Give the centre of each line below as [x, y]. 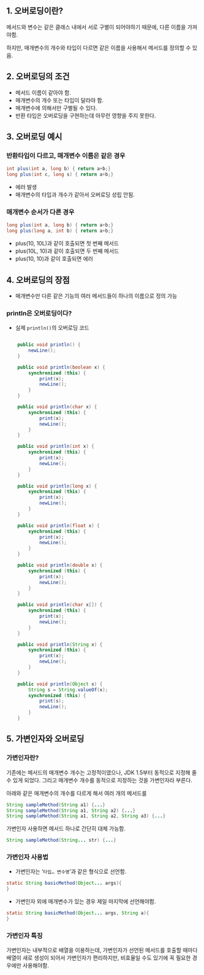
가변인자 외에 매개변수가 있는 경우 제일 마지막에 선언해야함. [85, 901]
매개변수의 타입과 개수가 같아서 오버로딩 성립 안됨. [75, 195]
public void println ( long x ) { [57, 486]
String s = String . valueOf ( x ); [68, 690]
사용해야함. [36, 966]
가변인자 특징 [25, 936]
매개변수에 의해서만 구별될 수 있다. [56, 108]
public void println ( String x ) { [60, 644]
